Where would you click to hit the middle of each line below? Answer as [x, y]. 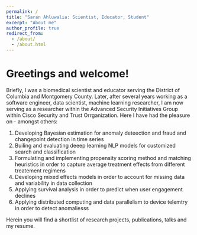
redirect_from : [25, 34]
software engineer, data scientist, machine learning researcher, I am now [95, 102]
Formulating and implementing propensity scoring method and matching [103, 158]
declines [25, 195]
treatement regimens [40, 170]
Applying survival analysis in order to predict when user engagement [98, 189]
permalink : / [22, 12]
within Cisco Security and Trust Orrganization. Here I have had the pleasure [98, 115]
